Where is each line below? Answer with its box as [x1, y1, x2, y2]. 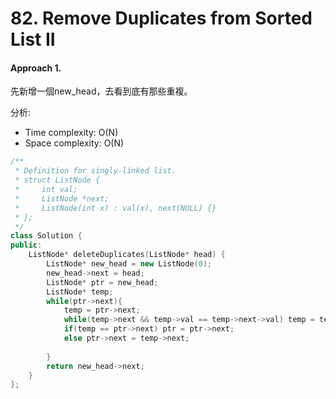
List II [10, 28, 56, 51]
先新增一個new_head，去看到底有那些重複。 [10, 85, 193, 97]
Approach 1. [10, 62, 62, 74]
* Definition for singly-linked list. [14, 166, 177, 176]
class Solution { [10, 231, 83, 241]
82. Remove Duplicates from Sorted [10, 7, 313, 30]
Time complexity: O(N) [24, 127, 119, 139]
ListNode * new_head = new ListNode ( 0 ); [46, 259, 213, 269]
